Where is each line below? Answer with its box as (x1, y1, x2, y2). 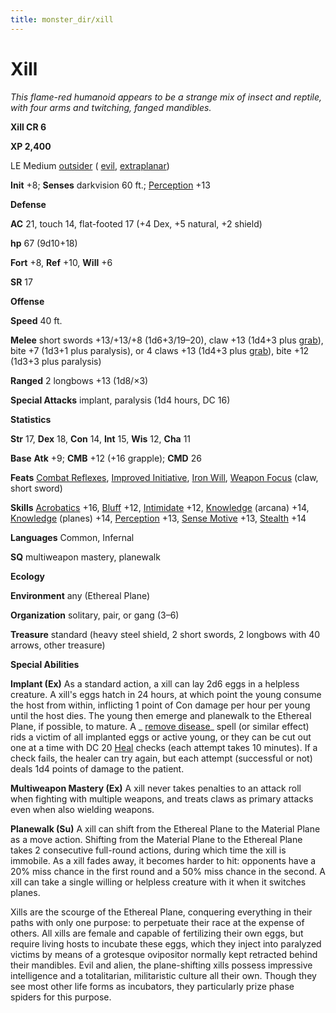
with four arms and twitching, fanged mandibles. (10, 101, 212, 113)
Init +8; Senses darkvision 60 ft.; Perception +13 (10, 179, 211, 191)
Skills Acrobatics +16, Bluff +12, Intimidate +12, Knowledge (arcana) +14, (10, 501, 310, 513)
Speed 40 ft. (10, 314, 63, 326)
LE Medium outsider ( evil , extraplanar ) (10, 159, 170, 171)
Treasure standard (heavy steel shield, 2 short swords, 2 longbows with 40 (10, 628, 321, 640)
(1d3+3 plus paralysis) (10, 355, 102, 367)
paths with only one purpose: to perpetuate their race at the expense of (10, 916, 305, 928)
